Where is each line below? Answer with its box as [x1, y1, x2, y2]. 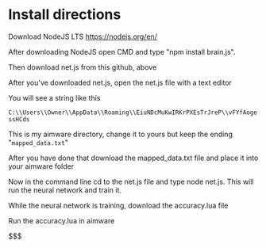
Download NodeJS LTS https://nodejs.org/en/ [8, 32, 157, 41]
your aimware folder [8, 161, 75, 171]
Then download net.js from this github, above [8, 62, 157, 72]
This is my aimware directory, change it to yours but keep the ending [8, 129, 233, 139]
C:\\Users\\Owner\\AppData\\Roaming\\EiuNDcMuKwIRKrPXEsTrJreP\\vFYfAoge [8, 109, 258, 116]
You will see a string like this [8, 93, 101, 102]
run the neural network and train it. [8, 185, 121, 195]
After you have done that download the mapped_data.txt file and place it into [8, 153, 259, 162]
